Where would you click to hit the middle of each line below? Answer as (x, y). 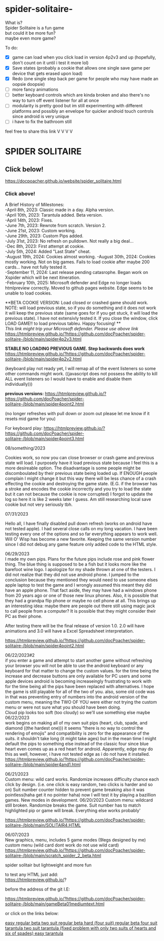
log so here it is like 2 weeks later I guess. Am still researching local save (78, 499)
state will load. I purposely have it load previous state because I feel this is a (81, 463)
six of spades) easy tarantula (34, 933)
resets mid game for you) (31, 419)
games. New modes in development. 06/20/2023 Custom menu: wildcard (79, 800)
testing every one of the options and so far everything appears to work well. (81, 534)
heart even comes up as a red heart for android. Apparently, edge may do (79, 749)
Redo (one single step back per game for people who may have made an (85, 79)
